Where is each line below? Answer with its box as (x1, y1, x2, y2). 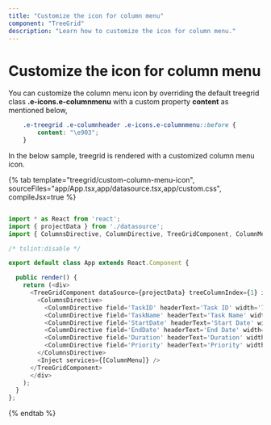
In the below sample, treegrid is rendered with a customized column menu (8, 150, 255, 160)
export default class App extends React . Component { (8, 259, 190, 267)
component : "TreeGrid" (8, 19, 85, 27)
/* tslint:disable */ (8, 244, 81, 253)
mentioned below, (8, 106, 68, 116)
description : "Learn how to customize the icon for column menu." (8, 27, 236, 35)
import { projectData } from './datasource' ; (8, 222, 164, 230)
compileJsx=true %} (8, 191, 77, 202)
